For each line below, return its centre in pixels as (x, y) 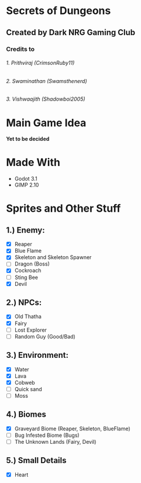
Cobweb (25, 382)
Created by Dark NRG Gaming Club (71, 32)
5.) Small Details (36, 460)
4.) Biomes (26, 414)
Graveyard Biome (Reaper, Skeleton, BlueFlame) (72, 429)
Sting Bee (26, 277)
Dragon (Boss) (32, 264)
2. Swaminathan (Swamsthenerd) (47, 81)
